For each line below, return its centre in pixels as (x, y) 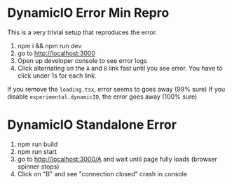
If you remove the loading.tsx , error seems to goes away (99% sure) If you (116, 89)
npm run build (37, 144)
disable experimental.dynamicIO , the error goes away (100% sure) (102, 97)
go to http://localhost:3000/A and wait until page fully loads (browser (117, 159)
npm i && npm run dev (49, 45)
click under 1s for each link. (57, 76)
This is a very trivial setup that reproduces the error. (82, 32)
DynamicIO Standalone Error (92, 125)
